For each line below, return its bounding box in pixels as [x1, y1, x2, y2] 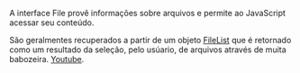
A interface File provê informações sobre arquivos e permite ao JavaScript [9, 8, 286, 18]
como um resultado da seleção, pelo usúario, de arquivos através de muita [9, 44, 286, 55]
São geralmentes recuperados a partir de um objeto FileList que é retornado [9, 35, 292, 45]
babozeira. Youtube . [9, 54, 85, 64]
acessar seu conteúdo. [9, 17, 95, 28]
